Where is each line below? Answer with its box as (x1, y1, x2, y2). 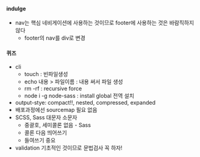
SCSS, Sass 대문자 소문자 (15, 114, 77, 121)
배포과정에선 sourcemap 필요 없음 (15, 106, 98, 114)
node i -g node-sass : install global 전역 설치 (24, 92, 135, 100)
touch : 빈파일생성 (24, 71, 68, 78)
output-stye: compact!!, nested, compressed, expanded (15, 99, 155, 106)
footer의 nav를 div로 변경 (24, 34, 85, 42)
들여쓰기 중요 (24, 137, 56, 144)
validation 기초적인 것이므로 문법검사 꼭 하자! (15, 144, 123, 152)
